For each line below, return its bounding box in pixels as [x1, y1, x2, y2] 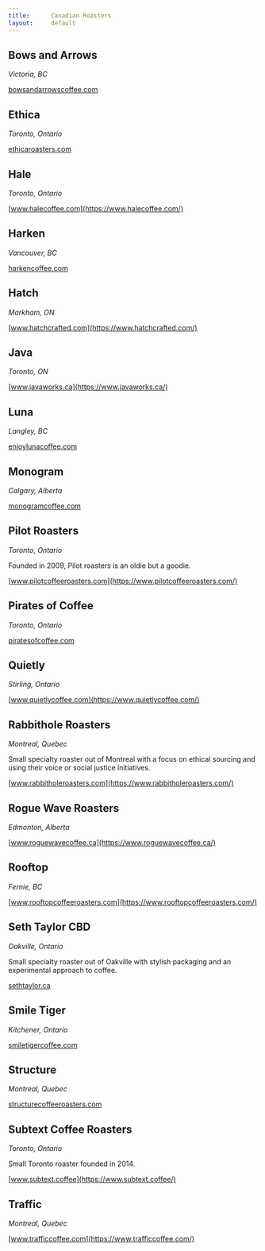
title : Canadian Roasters [8, 11, 112, 20]
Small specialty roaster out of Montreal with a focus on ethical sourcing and [8, 755, 255, 764]
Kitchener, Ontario [8, 1025, 68, 1034]
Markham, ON [8, 307, 55, 317]
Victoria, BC [8, 69, 48, 79]
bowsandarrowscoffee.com [8, 85, 98, 95]
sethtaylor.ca [8, 980, 51, 990]
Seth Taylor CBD [8, 921, 91, 934]
